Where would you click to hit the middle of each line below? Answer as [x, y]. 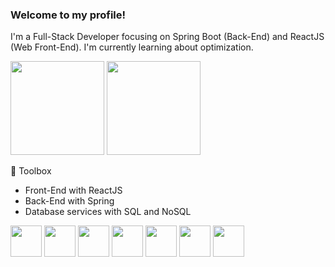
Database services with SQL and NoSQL [108, 212]
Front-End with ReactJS [73, 190]
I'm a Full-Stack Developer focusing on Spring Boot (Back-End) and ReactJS [167, 37]
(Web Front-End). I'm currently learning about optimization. [132, 47]
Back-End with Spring [69, 201]
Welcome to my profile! [68, 15]
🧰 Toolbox [31, 171]
